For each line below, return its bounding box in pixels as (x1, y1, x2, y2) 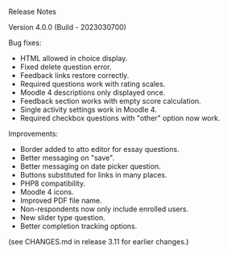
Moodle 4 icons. (19, 187, 74, 196)
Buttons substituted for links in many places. (19, 170, 167, 179)
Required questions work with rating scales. (19, 80, 166, 88)
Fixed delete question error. (19, 62, 112, 72)
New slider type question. (19, 213, 106, 222)
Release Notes (8, 7, 56, 16)
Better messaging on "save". (19, 153, 115, 162)
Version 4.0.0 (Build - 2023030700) (8, 23, 127, 31)
